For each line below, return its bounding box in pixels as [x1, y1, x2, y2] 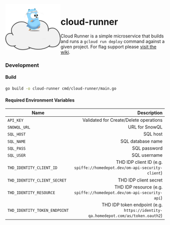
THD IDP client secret [118, 177, 163, 183]
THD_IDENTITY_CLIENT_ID [7, 165, 58, 170]
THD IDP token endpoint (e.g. [102, 202, 163, 208]
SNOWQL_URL [7, 125, 30, 130]
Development [5, 62, 39, 69]
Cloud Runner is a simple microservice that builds [60, 33, 164, 39]
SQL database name [120, 138, 163, 144]
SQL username [131, 152, 163, 158]
